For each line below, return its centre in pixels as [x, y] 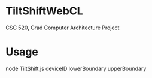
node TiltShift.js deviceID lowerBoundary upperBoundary [76, 68]
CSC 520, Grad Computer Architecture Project [63, 28]
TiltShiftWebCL [44, 11]
